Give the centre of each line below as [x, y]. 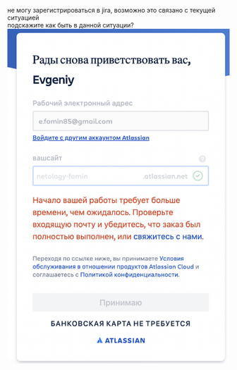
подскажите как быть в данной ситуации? [71, 25]
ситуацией [23, 18]
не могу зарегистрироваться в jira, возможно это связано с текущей [111, 10]
